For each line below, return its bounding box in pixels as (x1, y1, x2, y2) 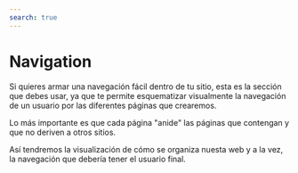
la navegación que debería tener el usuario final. (9, 153, 187, 164)
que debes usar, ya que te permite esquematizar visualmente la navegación (9, 90, 286, 101)
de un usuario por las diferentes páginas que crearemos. (9, 100, 217, 111)
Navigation (9, 51, 92, 71)
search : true (9, 12, 58, 22)
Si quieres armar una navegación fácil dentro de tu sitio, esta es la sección (9, 81, 282, 92)
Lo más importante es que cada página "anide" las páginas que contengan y (9, 117, 290, 128)
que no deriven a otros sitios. (9, 127, 117, 137)
